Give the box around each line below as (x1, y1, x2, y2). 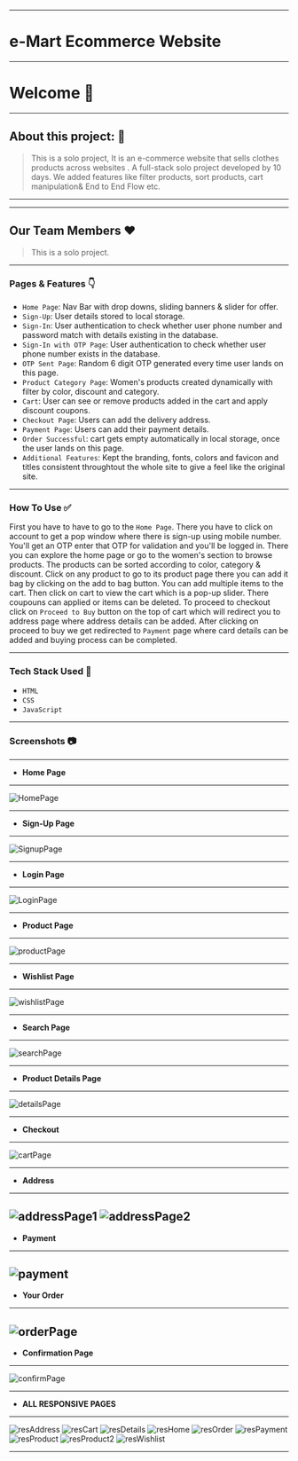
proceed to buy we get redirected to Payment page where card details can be (9, 625, 289, 636)
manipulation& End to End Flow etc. (30, 181, 161, 192)
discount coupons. (21, 405, 90, 415)
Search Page (21, 1022, 71, 1033)
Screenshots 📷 (9, 735, 77, 748)
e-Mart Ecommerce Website (9, 32, 222, 51)
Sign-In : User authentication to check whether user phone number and (21, 320, 283, 331)
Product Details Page (21, 1072, 102, 1083)
